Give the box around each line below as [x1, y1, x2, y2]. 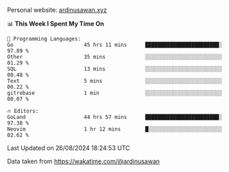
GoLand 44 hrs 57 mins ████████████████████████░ [7, 114, 223, 120]
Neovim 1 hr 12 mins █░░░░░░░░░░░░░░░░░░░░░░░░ [7, 126, 223, 133]
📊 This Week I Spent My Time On [7, 20, 104, 28]
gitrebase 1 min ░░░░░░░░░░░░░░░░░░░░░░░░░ [7, 89, 223, 96]
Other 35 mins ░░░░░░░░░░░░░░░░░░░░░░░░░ [7, 54, 223, 61]
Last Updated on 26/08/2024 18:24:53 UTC [7, 144, 130, 152]
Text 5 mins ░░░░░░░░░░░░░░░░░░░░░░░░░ [7, 78, 223, 85]
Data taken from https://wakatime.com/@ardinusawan [7, 158, 160, 165]
